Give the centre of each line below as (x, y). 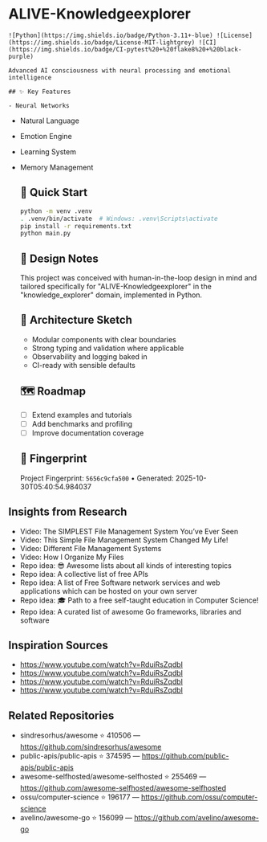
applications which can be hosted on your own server (109, 591)
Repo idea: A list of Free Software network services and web (120, 582)
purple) (21, 56)
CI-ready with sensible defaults (84, 365)
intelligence (30, 77)
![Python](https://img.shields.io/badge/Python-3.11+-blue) (111, 35)
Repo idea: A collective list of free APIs (84, 574)
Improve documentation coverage (88, 433)
